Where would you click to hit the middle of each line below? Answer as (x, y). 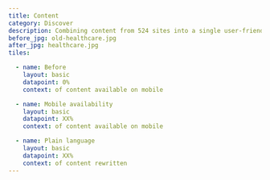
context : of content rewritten (75, 163)
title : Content (34, 16)
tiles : (19, 53)
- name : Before (41, 68)
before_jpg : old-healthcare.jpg (62, 38)
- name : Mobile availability (64, 104)
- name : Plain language (55, 141)
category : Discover (41, 23)
